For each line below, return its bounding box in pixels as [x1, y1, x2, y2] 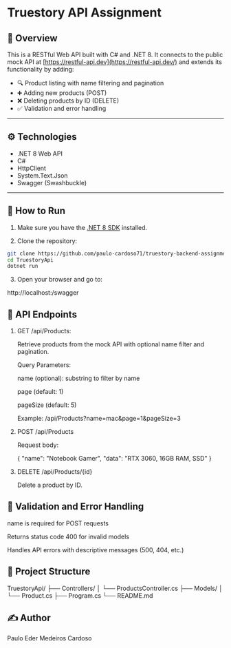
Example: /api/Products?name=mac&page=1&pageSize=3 [16, 415, 181, 423]
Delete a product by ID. [16, 481, 82, 490]
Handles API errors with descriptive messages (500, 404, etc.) [7, 545, 184, 554]
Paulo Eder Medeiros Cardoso [7, 634, 92, 642]
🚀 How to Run [7, 205, 66, 217]
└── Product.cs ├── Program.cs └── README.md [7, 591, 153, 600]
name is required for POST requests [7, 519, 109, 527]
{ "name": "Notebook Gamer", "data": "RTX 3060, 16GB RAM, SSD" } [16, 454, 212, 463]
